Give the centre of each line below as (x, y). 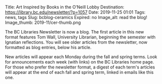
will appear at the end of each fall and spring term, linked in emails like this (79, 72)
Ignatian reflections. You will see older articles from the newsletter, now (76, 42)
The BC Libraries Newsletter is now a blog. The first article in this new (74, 32)
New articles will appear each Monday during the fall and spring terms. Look (81, 57)
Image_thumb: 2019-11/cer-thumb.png (43, 22)
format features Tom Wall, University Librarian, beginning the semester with (80, 37)
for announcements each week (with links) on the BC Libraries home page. (80, 62)
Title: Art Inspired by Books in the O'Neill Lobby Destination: (65, 7)
